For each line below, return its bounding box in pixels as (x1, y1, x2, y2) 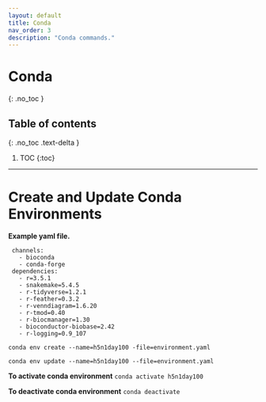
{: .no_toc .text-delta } (8, 138, 80, 147)
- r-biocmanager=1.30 (18, 316, 90, 324)
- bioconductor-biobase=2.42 (18, 322, 115, 331)
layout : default (8, 11, 62, 20)
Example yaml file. (8, 231, 70, 241)
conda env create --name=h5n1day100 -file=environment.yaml (8, 343, 211, 351)
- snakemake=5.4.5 (18, 281, 80, 289)
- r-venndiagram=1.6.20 (18, 301, 97, 309)
